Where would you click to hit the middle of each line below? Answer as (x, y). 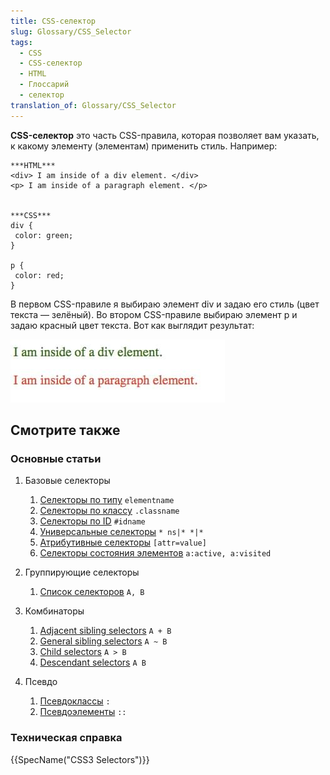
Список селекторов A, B (92, 592)
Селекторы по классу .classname (109, 511)
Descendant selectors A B (93, 662)
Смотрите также (65, 430)
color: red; (39, 275)
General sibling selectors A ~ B (103, 641)
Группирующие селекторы (82, 572)
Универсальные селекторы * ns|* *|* (121, 532)
